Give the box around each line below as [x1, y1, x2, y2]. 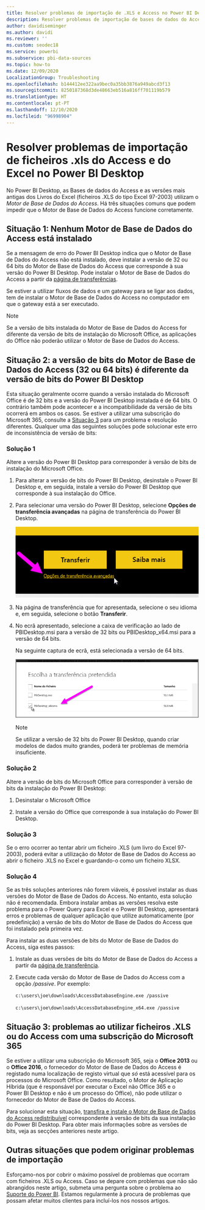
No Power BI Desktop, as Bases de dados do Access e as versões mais [6, 187, 185, 194]
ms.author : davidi [6, 29, 53, 35]
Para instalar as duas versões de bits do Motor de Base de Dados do [6, 937, 179, 944]
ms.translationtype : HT [6, 94, 67, 100]
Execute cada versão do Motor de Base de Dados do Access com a [15, 974, 185, 981]
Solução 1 [6, 444, 35, 453]
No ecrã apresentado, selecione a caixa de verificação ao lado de [15, 622, 181, 630]
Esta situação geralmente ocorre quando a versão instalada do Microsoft [6, 390, 189, 398]
